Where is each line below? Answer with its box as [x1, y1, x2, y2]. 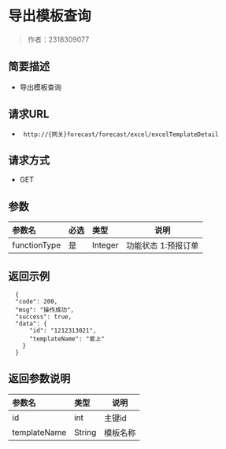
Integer [91, 240, 119, 251]
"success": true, [15, 313, 72, 321]
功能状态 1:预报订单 [125, 241, 199, 252]
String [73, 426, 97, 437]
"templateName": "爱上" [28, 335, 105, 343]
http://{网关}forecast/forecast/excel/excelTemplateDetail [23, 131, 219, 138]
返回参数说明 [8, 372, 71, 385]
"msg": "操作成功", [15, 306, 75, 314]
